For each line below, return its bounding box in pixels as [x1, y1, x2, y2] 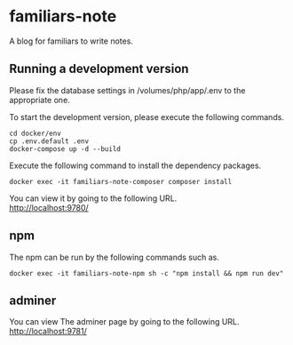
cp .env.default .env [9, 136, 90, 146]
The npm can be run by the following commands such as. [9, 252, 220, 262]
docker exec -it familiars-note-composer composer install [9, 177, 233, 186]
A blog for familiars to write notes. [9, 36, 133, 46]
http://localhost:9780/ [9, 202, 89, 213]
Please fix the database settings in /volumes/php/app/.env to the [9, 84, 246, 95]
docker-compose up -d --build [9, 144, 122, 153]
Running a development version [9, 61, 189, 76]
